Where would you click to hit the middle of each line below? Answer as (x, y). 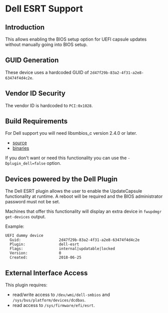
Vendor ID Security (35, 93)
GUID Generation (32, 60)
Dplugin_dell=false (25, 164)
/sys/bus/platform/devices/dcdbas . (49, 300)
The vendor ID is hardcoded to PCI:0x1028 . (49, 105)
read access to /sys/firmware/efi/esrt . (53, 305)
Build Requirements (36, 121)
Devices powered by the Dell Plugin (61, 179)
